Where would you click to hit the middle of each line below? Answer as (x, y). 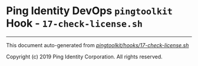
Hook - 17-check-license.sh (75, 23)
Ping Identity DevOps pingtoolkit (89, 11)
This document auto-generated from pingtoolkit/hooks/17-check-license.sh (98, 45)
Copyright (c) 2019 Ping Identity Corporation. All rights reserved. (85, 57)
